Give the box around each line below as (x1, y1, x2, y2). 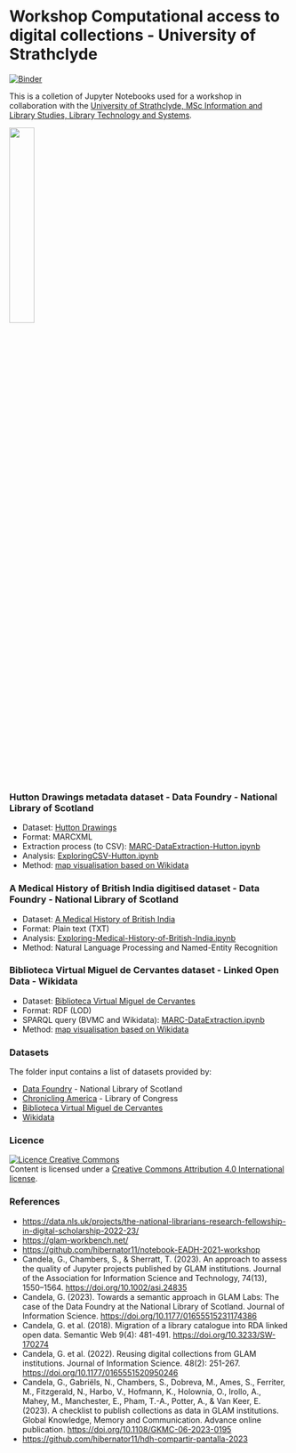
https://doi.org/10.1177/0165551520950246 (21, 1367, 179, 1377)
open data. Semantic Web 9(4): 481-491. (21, 1329, 172, 1340)
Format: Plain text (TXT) (21, 923, 109, 934)
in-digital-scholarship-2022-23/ (21, 1225, 140, 1236)
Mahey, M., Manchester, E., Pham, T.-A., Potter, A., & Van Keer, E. (21, 1395, 261, 1406)
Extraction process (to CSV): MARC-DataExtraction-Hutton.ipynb (21, 841, 260, 852)
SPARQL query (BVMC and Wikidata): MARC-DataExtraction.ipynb (21, 1014, 265, 1025)
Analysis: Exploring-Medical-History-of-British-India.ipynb (21, 932, 236, 943)
